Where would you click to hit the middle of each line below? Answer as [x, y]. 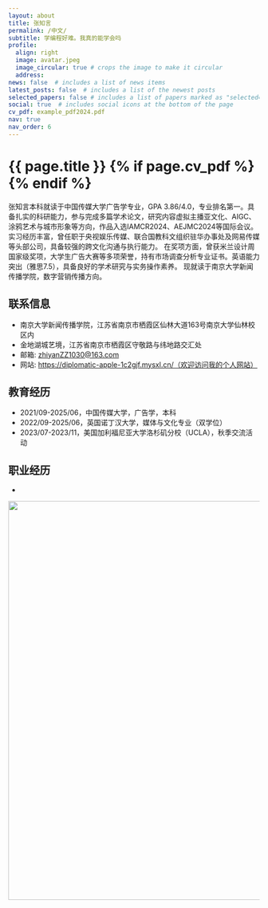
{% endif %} [50, 183]
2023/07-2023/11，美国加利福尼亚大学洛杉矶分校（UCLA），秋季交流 [133, 432]
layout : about [32, 16]
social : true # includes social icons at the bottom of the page [121, 105]
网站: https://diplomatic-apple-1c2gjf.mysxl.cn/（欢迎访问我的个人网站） [138, 365]
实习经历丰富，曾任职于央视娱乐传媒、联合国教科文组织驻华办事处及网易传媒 [134, 236]
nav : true [25, 120]
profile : [23, 45]
